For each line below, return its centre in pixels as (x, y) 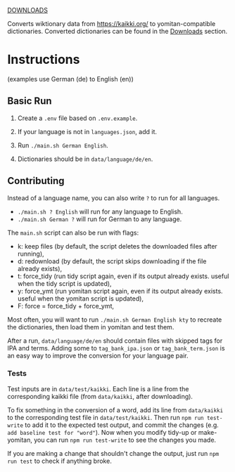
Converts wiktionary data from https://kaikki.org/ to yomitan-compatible (112, 24)
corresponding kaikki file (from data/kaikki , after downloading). (100, 396)
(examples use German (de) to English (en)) (70, 79)
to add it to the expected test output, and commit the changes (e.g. (122, 425)
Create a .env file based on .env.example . (77, 118)
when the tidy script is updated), (64, 283)
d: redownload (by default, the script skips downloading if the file (112, 261)
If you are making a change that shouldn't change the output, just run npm (113, 453)
